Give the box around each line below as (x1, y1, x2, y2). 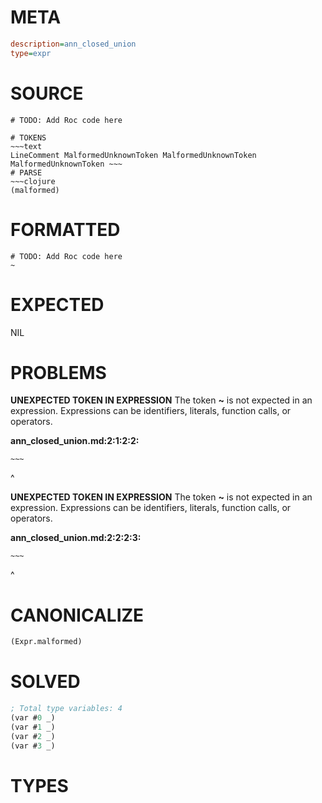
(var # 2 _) (10, 731, 56, 741)
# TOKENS (10, 132, 47, 143)
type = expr (10, 48, 52, 58)
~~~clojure (10, 176, 56, 186)
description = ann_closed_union (10, 39, 137, 49)
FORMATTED (10, 218, 121, 241)
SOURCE (10, 82, 84, 105)
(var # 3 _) (10, 741, 56, 751)
